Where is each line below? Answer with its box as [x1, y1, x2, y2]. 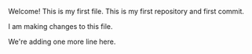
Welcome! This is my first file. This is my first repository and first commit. [8, 7, 245, 16]
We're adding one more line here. [8, 37, 116, 46]
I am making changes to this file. [8, 22, 113, 31]
